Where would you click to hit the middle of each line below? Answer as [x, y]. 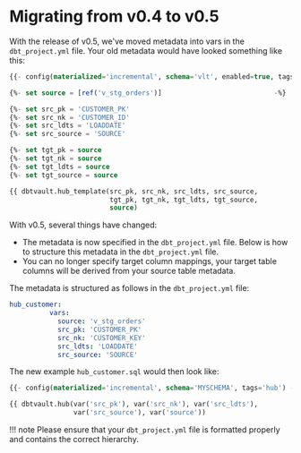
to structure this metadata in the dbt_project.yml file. [120, 252]
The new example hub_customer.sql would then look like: [114, 372]
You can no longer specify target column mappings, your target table [150, 261]
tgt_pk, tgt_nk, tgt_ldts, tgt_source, [183, 200]
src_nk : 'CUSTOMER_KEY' [101, 338]
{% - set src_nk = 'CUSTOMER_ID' [69, 117]
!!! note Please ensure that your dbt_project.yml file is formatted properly [145, 430]
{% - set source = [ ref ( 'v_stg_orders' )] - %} [148, 93]
